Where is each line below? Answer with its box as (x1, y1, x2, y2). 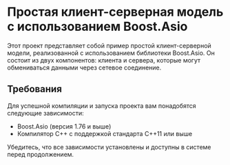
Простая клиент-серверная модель (7, 4, 224, 20)
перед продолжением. (7, 150, 74, 158)
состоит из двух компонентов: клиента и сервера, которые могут (7, 56, 201, 64)
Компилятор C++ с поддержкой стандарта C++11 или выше (17, 129, 193, 137)
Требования (7, 83, 62, 95)
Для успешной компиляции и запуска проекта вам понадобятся (7, 101, 196, 110)
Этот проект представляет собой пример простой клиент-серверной (7, 41, 211, 49)
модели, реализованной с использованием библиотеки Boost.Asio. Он (7, 49, 216, 57)
